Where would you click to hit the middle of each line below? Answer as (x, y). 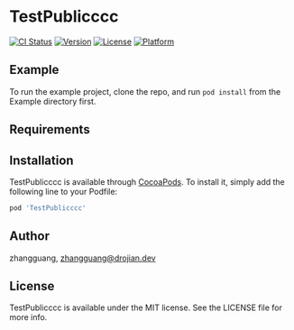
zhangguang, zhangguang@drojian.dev (83, 258)
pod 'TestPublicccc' (48, 208)
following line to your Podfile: (64, 191)
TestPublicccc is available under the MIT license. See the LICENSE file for (146, 307)
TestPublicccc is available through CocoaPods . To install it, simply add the (147, 181)
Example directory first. (53, 101)
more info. (28, 317)
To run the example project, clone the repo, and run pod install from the (145, 91)
